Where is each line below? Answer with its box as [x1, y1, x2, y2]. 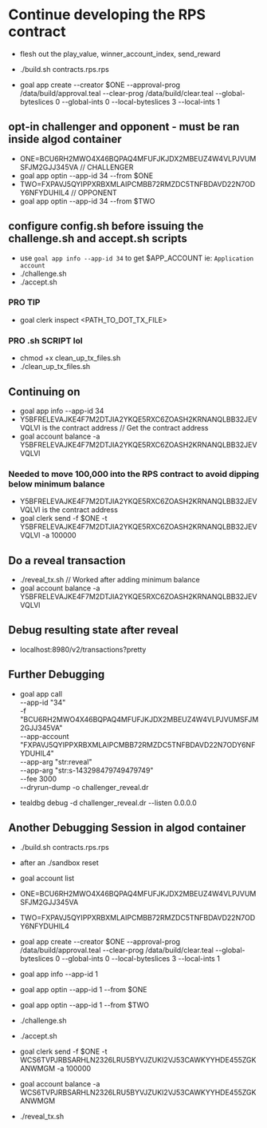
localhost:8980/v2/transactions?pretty [19, 645, 147, 654]
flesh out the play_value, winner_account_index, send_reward [19, 49, 221, 58]
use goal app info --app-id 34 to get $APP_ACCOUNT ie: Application [19, 253, 254, 263]
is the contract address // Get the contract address [42, 423, 209, 432]
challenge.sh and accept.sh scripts [8, 232, 187, 245]
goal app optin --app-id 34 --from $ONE [19, 170, 154, 181]
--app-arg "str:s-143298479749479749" [19, 765, 154, 775]
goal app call [19, 689, 62, 698]
